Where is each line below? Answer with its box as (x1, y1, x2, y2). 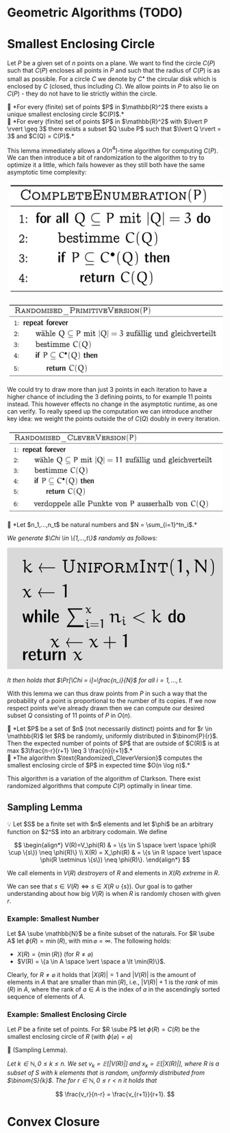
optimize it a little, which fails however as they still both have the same (7, 161, 205, 169)
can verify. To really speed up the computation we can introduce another (7, 407, 213, 416)
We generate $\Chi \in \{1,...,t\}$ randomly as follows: (7, 534, 157, 542)
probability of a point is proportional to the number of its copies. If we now (7, 696, 217, 705)
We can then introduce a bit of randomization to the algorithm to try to (7, 153, 205, 162)
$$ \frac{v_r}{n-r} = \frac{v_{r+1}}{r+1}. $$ (55, 1090, 175, 1099)
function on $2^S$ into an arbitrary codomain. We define (7, 827, 168, 835)
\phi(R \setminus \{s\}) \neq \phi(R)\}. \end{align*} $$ (40, 855, 190, 864)
